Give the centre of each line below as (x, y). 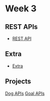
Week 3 (21, 9)
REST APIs (22, 27)
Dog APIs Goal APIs (25, 93)
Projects (18, 82)
